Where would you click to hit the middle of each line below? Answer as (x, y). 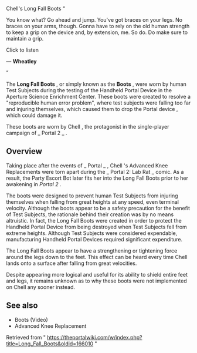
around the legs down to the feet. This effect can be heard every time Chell (97, 257)
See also (22, 306)
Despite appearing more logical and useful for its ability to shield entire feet (97, 274)
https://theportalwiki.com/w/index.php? (94, 337)
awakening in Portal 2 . (34, 184)
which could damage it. (34, 115)
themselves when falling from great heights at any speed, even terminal (92, 201)
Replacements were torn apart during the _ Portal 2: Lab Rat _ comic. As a (95, 172)
